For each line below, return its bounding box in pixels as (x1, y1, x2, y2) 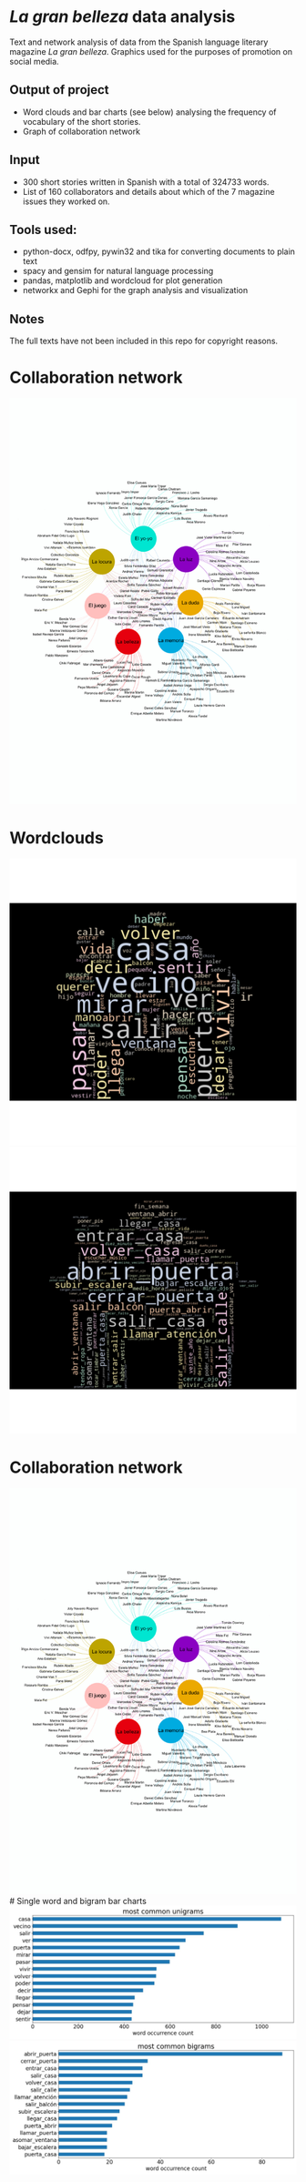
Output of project (9, 82, 109, 97)
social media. (9, 56, 59, 66)
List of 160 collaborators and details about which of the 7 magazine (22, 186, 275, 197)
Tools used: (9, 221, 77, 238)
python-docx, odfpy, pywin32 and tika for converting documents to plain (22, 246, 296, 257)
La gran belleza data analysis (9, 6, 236, 27)
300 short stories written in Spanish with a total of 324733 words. (22, 176, 270, 188)
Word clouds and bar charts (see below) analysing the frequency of (22, 107, 277, 117)
